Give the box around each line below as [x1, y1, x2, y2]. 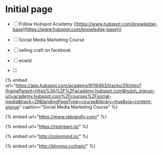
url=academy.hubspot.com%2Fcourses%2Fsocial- [5, 93, 112, 99]
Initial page [5, 4, 53, 15]
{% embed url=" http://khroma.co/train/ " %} [5, 143, 96, 149]
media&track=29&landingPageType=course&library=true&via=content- [5, 98, 152, 105]
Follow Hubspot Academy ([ [19, 21, 77, 27]
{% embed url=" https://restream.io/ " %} [5, 123, 89, 129]
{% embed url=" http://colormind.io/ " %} [5, 133, 89, 139]
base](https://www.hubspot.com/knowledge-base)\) [12, 26, 122, 32]
